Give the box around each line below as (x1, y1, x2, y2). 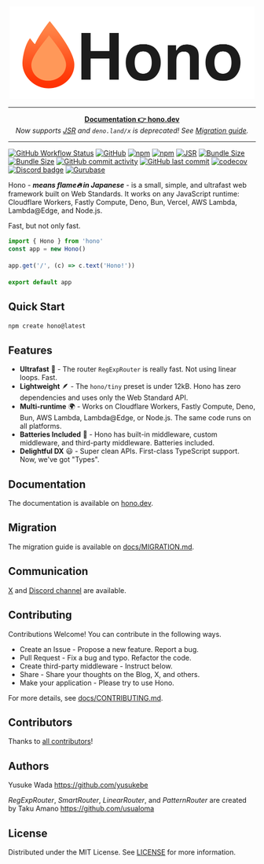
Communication (8, 565, 89, 578)
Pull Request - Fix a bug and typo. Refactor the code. (19, 653, 192, 662)
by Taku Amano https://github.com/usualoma (8, 804, 155, 814)
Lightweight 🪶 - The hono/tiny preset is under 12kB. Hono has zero (19, 382, 241, 391)
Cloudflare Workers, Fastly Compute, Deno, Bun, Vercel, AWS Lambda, (8, 197, 237, 207)
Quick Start (8, 300, 65, 313)
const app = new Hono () (8, 245, 86, 253)
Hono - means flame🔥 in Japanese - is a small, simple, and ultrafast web (8, 180, 247, 189)
